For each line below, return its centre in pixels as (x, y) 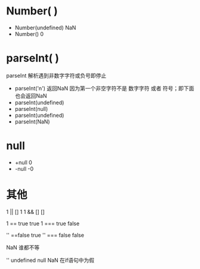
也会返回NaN (31, 96)
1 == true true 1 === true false (43, 223)
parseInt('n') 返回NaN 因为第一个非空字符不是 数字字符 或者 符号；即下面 (104, 88)
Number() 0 (29, 34)
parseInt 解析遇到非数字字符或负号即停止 (56, 75)
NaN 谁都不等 (23, 247)
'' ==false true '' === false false (45, 235)
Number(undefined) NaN (45, 28)
